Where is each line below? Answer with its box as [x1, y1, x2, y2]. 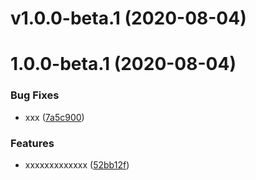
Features [10, 136, 55, 150]
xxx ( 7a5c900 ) [24, 111, 85, 123]
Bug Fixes [10, 88, 60, 102]
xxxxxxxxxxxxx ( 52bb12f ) [24, 158, 130, 171]
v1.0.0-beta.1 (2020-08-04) [10, 7, 247, 30]
